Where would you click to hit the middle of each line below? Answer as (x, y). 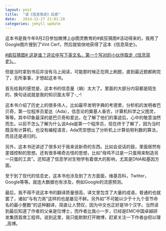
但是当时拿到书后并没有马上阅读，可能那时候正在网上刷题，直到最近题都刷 (81, 72)
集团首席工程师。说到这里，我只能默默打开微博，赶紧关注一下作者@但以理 (85, 217)
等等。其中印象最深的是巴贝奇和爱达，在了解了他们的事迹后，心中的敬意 (79, 117)
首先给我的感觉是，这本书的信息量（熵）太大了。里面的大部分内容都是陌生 (81, 88)
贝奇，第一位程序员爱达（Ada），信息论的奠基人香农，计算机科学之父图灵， (82, 112)
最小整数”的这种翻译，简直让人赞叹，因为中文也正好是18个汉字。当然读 (86, 205)
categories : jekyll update (33, 24)
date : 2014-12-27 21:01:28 (35, 19)
